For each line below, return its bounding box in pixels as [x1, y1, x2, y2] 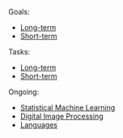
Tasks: [8, 47, 31, 56]
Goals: [8, 7, 30, 16]
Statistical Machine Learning [19, 103, 116, 112]
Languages [19, 120, 58, 129]
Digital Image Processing [19, 111, 104, 121]
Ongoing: [8, 87, 40, 97]
